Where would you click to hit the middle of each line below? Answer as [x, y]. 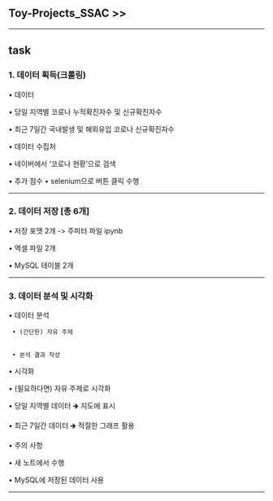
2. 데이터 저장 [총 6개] [49, 211]
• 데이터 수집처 [32, 146]
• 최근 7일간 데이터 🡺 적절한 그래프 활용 [71, 425]
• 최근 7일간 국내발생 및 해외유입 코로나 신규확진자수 [91, 129]
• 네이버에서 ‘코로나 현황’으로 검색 [62, 163]
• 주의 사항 [26, 446]
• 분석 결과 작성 [36, 355]
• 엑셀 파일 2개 [32, 248]
